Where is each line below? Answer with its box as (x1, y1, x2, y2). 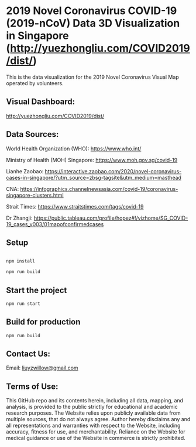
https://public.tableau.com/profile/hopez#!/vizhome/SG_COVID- (33, 214, 188, 221)
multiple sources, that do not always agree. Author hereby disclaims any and (6, 416, 191, 423)
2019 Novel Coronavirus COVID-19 (6, 4, 177, 18)
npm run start (6, 301, 41, 307)
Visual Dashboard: (6, 97, 75, 107)
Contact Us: (6, 348, 51, 359)
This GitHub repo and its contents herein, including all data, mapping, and (6, 397, 183, 404)
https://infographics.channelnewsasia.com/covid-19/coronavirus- (20, 185, 178, 192)
